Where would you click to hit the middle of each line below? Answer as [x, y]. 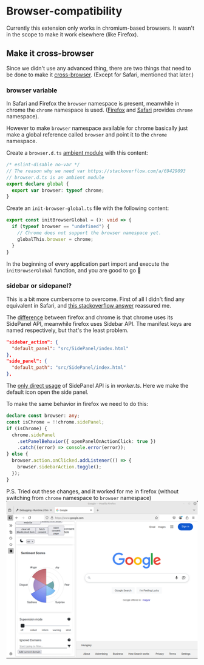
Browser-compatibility [64, 11]
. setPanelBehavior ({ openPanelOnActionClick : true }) [87, 441]
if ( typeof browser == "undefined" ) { [61, 227]
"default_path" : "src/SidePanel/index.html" [69, 368]
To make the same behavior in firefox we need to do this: [77, 404]
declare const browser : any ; [43, 416]
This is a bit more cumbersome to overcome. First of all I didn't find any [96, 299]
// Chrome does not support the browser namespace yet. [90, 233]
